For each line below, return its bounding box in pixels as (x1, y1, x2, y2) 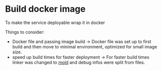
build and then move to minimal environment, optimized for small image (12, 44, 158, 49)
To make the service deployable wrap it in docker (5, 20, 105, 25)
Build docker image (5, 3, 86, 15)
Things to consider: (5, 29, 45, 35)
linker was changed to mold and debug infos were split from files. (12, 59, 145, 65)
